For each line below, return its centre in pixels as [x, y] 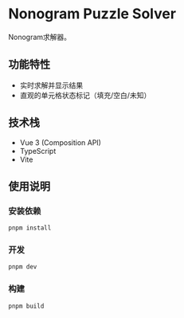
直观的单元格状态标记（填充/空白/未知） [85, 95]
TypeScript [38, 151]
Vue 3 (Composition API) [61, 142]
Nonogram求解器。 [40, 37]
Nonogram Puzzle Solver [92, 14]
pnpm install [30, 228]
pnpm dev [23, 267]
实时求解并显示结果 [51, 85]
